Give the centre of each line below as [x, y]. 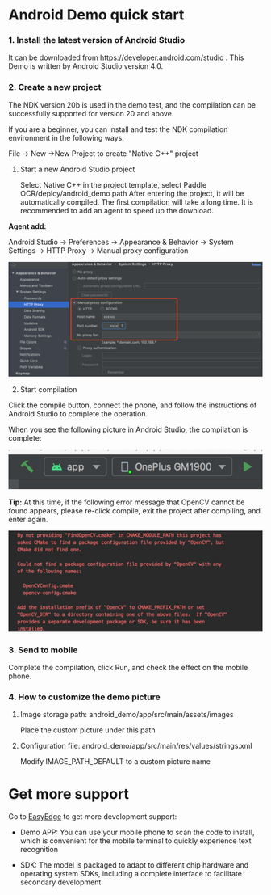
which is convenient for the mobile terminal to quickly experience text [135, 841]
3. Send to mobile [43, 650]
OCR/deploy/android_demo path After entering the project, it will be [132, 193]
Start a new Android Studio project [77, 169]
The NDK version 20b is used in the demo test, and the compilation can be [132, 105]
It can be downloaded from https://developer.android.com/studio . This [126, 57]
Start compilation [48, 390]
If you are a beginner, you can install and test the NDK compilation [118, 129]
